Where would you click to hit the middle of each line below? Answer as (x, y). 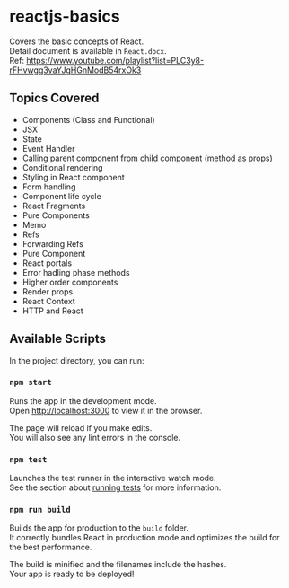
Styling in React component (74, 177)
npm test (28, 459)
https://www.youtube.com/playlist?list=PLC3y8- (115, 60)
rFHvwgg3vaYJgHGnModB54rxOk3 (75, 70)
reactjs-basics (65, 17)
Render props (48, 291)
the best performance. (51, 547)
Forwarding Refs (53, 243)
